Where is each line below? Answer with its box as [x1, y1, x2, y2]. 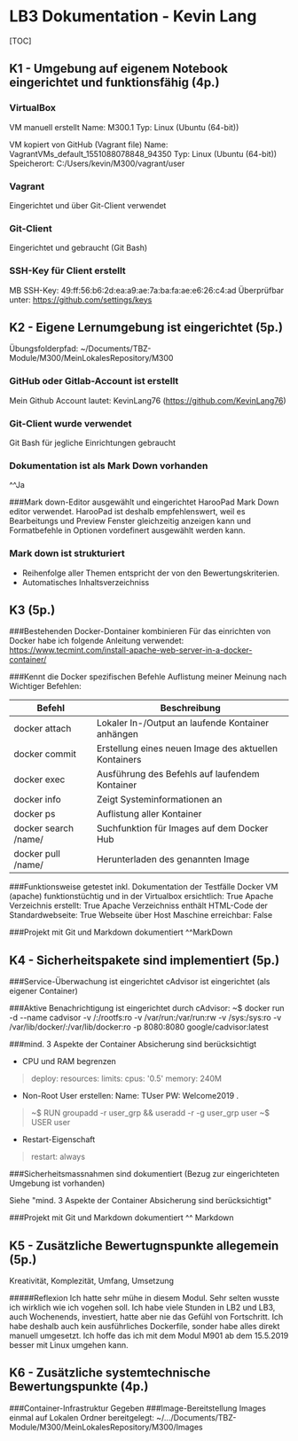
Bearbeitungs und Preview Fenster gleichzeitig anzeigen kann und [9, 516, 251, 527]
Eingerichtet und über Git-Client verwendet [9, 200, 167, 210]
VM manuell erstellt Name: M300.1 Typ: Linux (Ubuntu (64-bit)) [9, 121, 239, 132]
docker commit [13, 748, 77, 760]
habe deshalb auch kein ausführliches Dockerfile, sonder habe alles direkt [9, 1320, 280, 1331]
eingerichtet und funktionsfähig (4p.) [9, 75, 220, 90]
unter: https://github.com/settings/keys [9, 294, 153, 305]
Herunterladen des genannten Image [96, 853, 250, 865]
